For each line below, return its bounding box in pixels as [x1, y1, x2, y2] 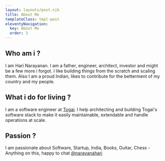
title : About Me [5, 12, 39, 17]
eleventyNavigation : [5, 21, 49, 27]
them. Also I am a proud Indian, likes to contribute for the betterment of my [5, 73, 160, 79]
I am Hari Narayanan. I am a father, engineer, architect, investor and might [5, 62, 158, 68]
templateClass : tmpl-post [5, 17, 59, 22]
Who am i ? [5, 49, 41, 58]
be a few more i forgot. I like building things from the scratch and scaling [5, 68, 155, 74]
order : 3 [10, 31, 28, 36]
